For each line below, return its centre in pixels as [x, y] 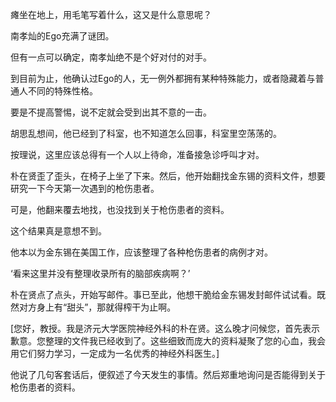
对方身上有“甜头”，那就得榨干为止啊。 [97, 307]
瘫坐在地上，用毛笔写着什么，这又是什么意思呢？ [111, 14]
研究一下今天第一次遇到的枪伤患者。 [85, 188]
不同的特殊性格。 [62, 91]
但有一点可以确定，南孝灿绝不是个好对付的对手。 [111, 57]
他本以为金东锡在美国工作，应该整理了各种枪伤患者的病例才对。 [141, 252]
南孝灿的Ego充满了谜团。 [62, 36]
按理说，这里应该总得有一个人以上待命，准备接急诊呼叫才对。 [137, 154]
